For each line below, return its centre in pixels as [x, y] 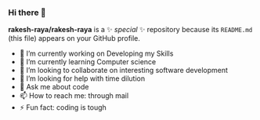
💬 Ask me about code [54, 87]
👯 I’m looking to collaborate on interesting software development [124, 71]
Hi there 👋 [27, 13]
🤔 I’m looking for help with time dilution [82, 78]
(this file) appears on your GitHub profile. [74, 38]
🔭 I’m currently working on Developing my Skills [96, 53]
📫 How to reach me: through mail [74, 96]
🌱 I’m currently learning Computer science [88, 62]
